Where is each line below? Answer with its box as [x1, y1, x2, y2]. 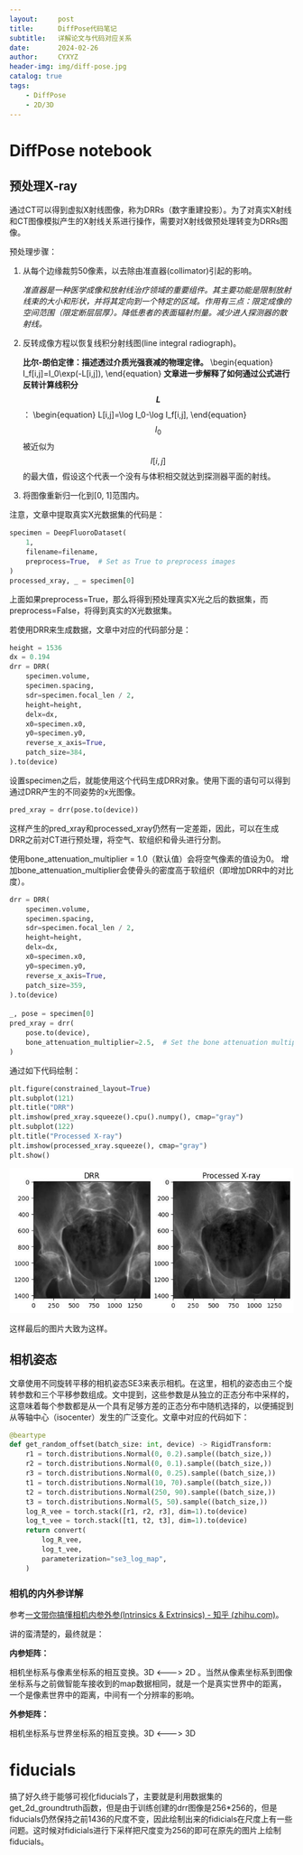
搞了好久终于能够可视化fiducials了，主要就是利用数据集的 [9, 1791, 223, 1802]
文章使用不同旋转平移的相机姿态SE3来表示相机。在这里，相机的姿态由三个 [9, 1377, 286, 1388]
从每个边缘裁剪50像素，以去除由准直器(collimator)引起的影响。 [22, 265, 257, 275]
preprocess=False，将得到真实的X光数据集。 [9, 605, 178, 616]
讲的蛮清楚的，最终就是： [9, 1628, 105, 1639]
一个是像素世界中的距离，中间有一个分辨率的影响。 [9, 1689, 199, 1700]
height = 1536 [9, 643, 63, 652]
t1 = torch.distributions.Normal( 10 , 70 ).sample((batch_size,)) [25, 1477, 272, 1487]
